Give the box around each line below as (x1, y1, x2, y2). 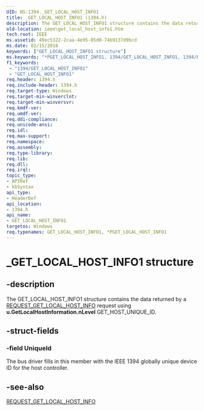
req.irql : (6, 167, 32, 173)
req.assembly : (6, 144, 42, 151)
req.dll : (6, 161, 29, 168)
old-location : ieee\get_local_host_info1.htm (6, 25, 123, 32)
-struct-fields (6, 326, 59, 336)
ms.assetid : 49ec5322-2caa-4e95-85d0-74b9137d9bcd (6, 37, 137, 43)
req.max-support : (6, 133, 50, 140)
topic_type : (6, 172, 36, 179)
